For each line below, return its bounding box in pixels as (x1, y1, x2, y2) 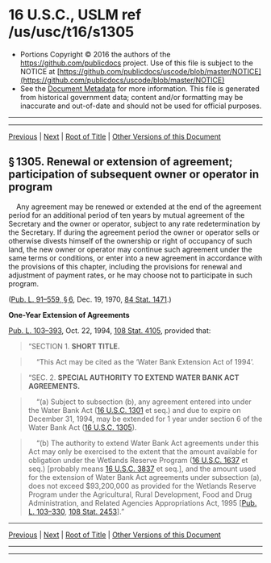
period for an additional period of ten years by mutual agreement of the (8, 210, 245, 219)
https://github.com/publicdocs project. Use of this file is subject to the (19, 58, 254, 68)
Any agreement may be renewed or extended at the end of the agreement (15, 202, 262, 211)
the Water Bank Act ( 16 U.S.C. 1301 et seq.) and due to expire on (27, 405, 241, 415)
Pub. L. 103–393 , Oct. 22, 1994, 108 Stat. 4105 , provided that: (8, 325, 211, 336)
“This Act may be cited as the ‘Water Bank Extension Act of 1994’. (35, 357, 254, 366)
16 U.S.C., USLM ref (8, 6, 142, 24)
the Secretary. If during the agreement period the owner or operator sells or (8, 227, 260, 237)
